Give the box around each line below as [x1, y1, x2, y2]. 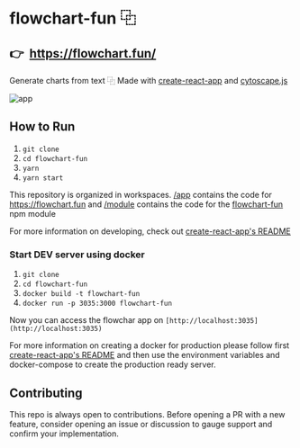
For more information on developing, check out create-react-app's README [9, 226, 291, 237]
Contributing [9, 385, 83, 400]
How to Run [9, 119, 76, 135]
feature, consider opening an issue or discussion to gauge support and [9, 418, 273, 429]
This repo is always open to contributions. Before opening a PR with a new [9, 408, 286, 419]
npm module [9, 208, 57, 219]
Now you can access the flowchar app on [9, 315, 164, 326]
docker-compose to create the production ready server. [9, 359, 216, 370]
